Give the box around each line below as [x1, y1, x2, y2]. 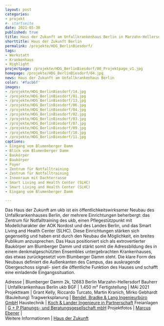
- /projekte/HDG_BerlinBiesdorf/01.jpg [5, 93, 86, 98]
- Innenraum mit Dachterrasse [5, 176, 67, 181]
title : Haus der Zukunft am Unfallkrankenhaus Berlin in [5, 35, 123, 40]
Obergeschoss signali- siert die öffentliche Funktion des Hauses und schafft [5, 264, 158, 270]
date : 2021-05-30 [5, 25, 41, 30]
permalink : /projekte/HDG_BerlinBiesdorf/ [5, 44, 93, 48]
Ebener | [5, 310, 22, 316]
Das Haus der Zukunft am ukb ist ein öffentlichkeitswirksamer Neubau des [5, 207, 155, 213]
